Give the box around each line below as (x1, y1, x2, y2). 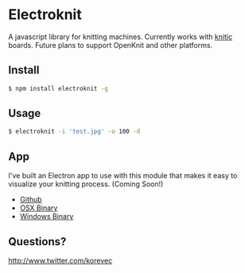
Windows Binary (19, 212, 74, 221)
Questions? (8, 235, 67, 248)
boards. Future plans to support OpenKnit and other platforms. (8, 40, 213, 49)
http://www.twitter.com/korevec (8, 255, 113, 265)
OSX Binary (19, 203, 58, 213)
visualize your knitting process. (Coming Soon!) (8, 179, 164, 189)
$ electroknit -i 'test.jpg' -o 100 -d (8, 127, 141, 136)
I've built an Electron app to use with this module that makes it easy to (8, 171, 238, 181)
